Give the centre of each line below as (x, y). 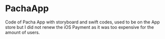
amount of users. (23, 32)
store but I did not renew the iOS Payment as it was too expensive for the (80, 27)
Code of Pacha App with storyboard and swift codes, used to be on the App (82, 22)
